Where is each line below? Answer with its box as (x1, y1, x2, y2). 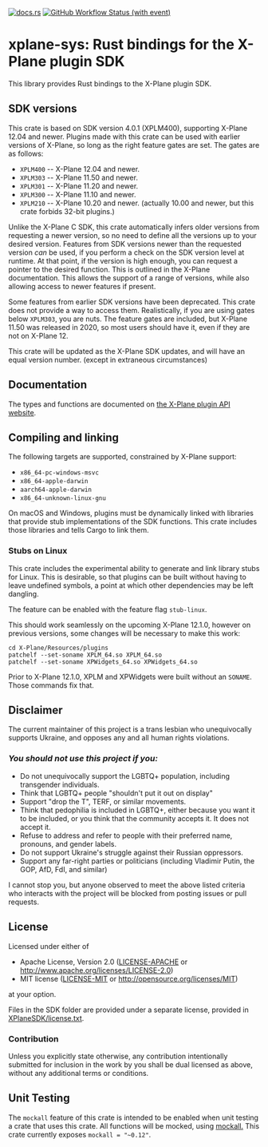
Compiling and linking (8, 431, 120, 444)
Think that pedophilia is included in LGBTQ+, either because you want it (19, 805, 255, 815)
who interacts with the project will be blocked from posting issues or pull (8, 888, 247, 898)
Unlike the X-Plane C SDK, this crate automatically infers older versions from (8, 222, 260, 232)
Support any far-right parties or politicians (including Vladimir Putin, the (19, 855, 255, 866)
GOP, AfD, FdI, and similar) (19, 864, 108, 874)
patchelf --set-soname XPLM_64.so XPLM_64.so (8, 651, 162, 659)
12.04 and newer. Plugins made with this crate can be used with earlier (8, 132, 241, 141)
